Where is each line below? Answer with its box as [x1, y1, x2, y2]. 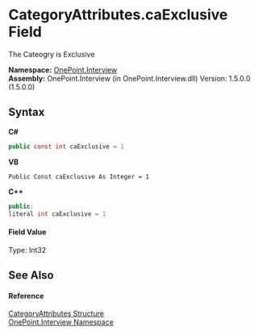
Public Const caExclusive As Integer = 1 [8, 172, 150, 180]
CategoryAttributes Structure [8, 308, 105, 319]
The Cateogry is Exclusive [8, 49, 95, 59]
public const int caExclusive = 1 [8, 143, 125, 151]
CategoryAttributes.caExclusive [8, 6, 228, 24]
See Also [8, 268, 54, 282]
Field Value [8, 227, 47, 237]
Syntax [8, 105, 45, 119]
